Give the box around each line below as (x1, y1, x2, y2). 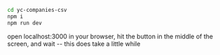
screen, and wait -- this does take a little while (7, 39, 141, 48)
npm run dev (7, 19, 42, 26)
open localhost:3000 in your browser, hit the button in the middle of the (7, 32, 214, 40)
